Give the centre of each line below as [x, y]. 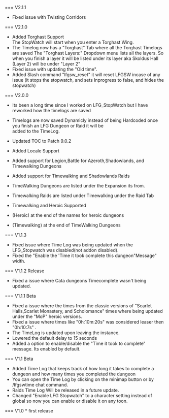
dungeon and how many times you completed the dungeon [74, 374]
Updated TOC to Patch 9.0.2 [42, 141]
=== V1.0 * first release [29, 411]
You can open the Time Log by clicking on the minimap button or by [83, 379]
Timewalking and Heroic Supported [49, 205]
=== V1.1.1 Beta [20, 296]
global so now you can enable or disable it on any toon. [70, 401]
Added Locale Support [36, 151]
